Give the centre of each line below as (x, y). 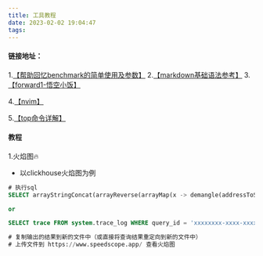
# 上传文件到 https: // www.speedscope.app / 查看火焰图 (92, 245)
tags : (17, 30)
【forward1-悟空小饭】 (44, 85)
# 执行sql (23, 187)
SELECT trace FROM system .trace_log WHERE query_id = (98, 223)
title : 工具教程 (32, 15)
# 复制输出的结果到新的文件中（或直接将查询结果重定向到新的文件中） (105, 237)
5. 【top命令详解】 (37, 117)
